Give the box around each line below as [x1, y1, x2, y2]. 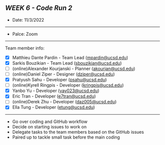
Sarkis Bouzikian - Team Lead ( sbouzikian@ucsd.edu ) [12, 60, 122, 66]
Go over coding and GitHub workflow [12, 119, 88, 124]
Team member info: [5, 45, 45, 51]
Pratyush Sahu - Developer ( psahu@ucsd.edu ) [12, 77, 107, 83]
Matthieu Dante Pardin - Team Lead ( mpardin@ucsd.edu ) [12, 54, 129, 60]
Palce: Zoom [12, 31, 38, 37]
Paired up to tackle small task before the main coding [12, 134, 120, 140]
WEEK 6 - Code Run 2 [5, 4, 73, 12]
